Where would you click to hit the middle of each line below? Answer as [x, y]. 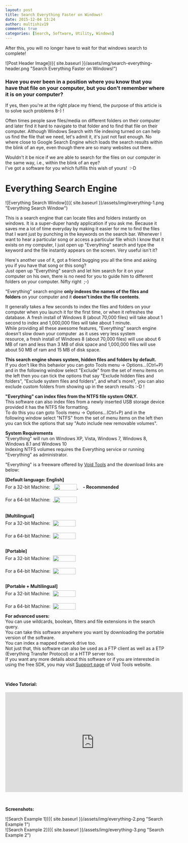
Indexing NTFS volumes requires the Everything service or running [75, 449]
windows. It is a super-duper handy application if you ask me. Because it [81, 223]
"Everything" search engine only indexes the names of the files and [77, 292]
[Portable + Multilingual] [32, 586]
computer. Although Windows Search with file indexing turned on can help [83, 131]
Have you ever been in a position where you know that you [79, 82]
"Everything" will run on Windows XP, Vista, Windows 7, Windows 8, [76, 439]
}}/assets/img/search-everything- [117, 63]
